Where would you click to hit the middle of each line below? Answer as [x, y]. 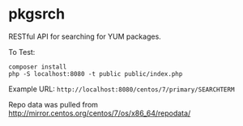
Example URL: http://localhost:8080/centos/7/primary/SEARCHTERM [122, 89]
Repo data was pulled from [53, 104]
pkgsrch [37, 14]
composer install [38, 67]
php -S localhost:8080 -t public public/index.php [96, 73]
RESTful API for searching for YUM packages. [85, 36]
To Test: [22, 52]
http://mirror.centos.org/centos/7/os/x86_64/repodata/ [100, 113]
